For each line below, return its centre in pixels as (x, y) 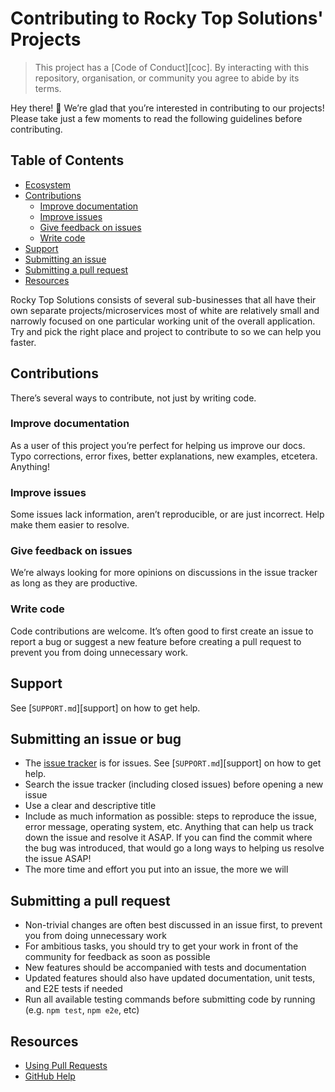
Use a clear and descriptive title (90, 806)
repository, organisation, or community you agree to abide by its (167, 78)
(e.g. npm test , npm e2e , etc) (82, 1010)
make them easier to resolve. (70, 525)
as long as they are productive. (74, 583)
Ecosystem (48, 184)
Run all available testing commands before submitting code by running (170, 999)
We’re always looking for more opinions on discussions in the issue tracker (164, 573)
